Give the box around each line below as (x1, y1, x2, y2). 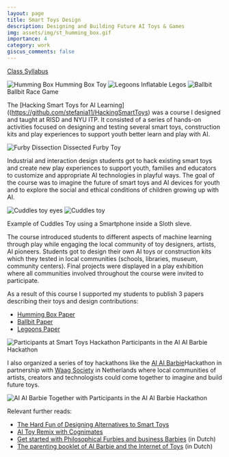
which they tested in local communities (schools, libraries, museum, (7, 254, 198, 262)
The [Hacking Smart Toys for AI (7, 101, 96, 109)
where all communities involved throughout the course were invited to (7, 269, 204, 277)
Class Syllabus (7, 66, 49, 75)
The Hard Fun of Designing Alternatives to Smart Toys (16, 420, 170, 428)
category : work (7, 42, 51, 49)
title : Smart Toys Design (7, 16, 81, 23)
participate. (7, 276, 40, 284)
